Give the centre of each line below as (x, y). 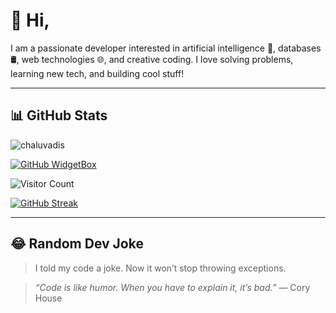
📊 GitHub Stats (59, 115)
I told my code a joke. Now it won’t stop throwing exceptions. (160, 268)
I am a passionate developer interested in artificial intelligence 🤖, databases (166, 48)
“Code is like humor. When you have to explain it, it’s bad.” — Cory (172, 287)
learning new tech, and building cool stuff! (97, 73)
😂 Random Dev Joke (77, 244)
